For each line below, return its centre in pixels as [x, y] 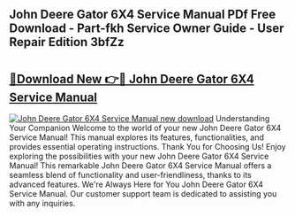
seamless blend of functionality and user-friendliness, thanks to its [130, 175]
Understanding [243, 118]
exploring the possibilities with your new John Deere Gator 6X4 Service [139, 156]
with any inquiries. [42, 203]
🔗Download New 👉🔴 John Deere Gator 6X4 [132, 79]
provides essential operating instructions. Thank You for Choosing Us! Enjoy [147, 147]
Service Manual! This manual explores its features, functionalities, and [137, 137]
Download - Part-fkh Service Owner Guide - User [147, 29]
